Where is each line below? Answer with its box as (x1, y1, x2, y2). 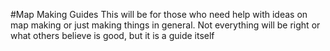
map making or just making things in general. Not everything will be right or (10, 19, 321, 31)
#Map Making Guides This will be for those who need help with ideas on (10, 9, 308, 20)
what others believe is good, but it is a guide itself (10, 30, 215, 41)
